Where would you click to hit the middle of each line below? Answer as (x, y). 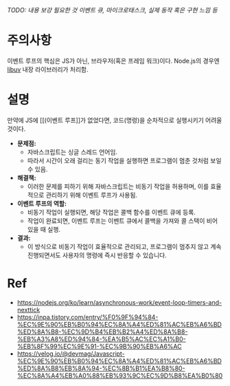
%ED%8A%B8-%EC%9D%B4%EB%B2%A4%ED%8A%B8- (102, 332)
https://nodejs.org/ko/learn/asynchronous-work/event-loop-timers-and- (119, 302)
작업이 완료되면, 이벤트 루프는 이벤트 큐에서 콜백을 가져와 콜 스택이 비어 (123, 221)
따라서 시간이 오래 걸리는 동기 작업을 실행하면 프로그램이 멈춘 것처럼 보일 (124, 160)
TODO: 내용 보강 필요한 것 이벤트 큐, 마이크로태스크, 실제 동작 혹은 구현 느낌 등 (112, 10)
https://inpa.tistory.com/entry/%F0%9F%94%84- (88, 317)
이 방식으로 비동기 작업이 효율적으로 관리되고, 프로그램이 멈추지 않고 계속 (124, 246)
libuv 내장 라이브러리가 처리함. (48, 69)
